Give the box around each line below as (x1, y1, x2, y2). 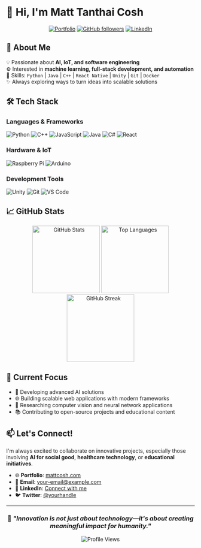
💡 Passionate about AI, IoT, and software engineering (6, 58, 140, 65)
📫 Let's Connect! (6, 429, 73, 439)
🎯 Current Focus (6, 372, 68, 383)
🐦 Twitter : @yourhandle (14, 492, 77, 499)
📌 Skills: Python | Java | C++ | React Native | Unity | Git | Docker (6, 71, 160, 79)
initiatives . (6, 460, 33, 467)
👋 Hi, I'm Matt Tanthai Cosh (6, 5, 144, 19)
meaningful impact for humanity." (50, 522, 151, 530)
